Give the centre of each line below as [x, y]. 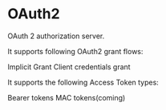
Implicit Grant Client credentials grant [69, 67]
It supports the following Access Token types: [83, 82]
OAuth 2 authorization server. [56, 36]
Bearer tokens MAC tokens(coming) [67, 97]
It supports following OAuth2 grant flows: [75, 51]
